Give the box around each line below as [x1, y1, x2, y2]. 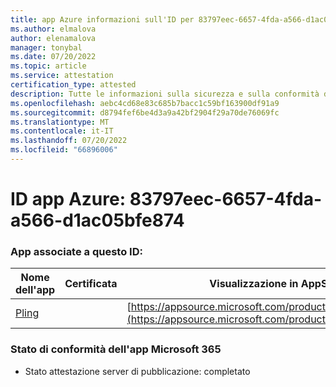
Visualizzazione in [209, 277, 299, 291]
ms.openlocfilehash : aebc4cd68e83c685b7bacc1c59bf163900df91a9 [10, 98, 280, 108]
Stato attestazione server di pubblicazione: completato [24, 365, 251, 377]
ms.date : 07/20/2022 [10, 52, 97, 62]
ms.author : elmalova [10, 24, 97, 34]
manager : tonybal [10, 42, 83, 53]
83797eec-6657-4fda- [129, 188, 323, 211]
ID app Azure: [10, 188, 127, 211]
